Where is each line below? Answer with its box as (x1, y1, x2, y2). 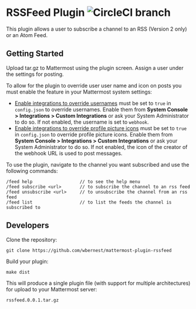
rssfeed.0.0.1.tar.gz (6, 297, 59, 303)
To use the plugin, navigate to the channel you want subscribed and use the (6, 161, 190, 168)
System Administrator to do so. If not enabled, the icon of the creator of (14, 143, 188, 150)
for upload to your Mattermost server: (6, 285, 97, 293)
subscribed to (6, 204, 41, 210)
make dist (6, 269, 31, 275)
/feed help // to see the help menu (6, 178, 141, 185)
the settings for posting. (6, 71, 64, 78)
